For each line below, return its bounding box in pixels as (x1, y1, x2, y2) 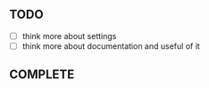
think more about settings (21, 30, 117, 41)
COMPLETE (9, 67, 75, 83)
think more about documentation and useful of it (21, 40, 201, 52)
